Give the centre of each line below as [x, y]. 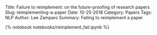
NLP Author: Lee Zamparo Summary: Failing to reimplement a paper [74, 17]
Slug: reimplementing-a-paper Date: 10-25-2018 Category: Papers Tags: [78, 12]
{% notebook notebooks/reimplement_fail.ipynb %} [57, 27]
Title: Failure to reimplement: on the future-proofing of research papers [78, 7]
